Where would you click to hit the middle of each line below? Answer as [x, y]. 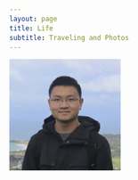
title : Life [31, 28]
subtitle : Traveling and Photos [69, 37]
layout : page [33, 19]
